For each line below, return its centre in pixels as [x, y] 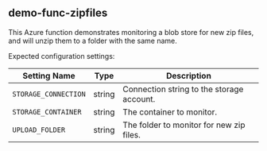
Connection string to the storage [183, 89]
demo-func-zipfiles [58, 13]
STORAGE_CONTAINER [47, 112]
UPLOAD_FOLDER [39, 130]
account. [139, 99]
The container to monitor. [170, 112]
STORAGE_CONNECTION [49, 94]
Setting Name [49, 75]
